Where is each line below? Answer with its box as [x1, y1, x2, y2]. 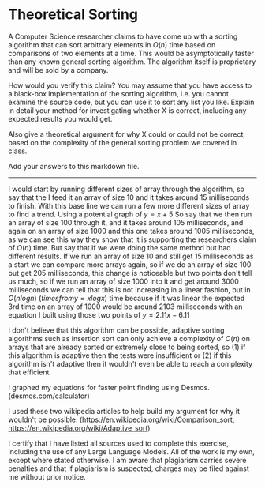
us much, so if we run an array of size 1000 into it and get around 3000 [8, 276, 239, 286]
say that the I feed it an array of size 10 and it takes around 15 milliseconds [8, 192, 250, 202]
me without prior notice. [8, 472, 87, 481]
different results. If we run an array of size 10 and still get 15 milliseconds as [8, 251, 254, 261]
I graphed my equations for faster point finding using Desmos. [8, 382, 211, 392]
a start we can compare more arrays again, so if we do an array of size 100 [8, 259, 252, 269]
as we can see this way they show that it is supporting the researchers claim [8, 235, 256, 244]
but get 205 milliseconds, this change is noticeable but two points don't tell [8, 268, 252, 277]
